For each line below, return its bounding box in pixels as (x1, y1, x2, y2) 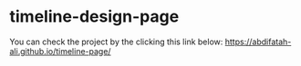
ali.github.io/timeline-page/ (9, 45, 111, 56)
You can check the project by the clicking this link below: (9, 36, 223, 47)
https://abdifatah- (224, 36, 292, 47)
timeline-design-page (9, 6, 180, 27)
